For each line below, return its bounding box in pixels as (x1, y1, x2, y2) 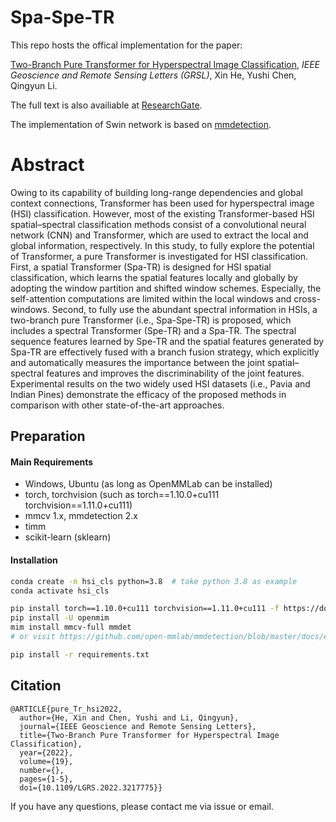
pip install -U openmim (10, 613, 110, 623)
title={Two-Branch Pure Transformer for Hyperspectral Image (19, 730, 280, 740)
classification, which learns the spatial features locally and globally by (10, 271, 298, 283)
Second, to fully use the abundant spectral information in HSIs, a (51, 303, 318, 315)
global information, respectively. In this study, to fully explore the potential (10, 239, 315, 251)
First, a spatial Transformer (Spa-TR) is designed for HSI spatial (10, 261, 272, 273)
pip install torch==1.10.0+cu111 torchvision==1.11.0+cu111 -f (10, 604, 280, 614)
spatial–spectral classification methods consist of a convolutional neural (10, 218, 307, 230)
